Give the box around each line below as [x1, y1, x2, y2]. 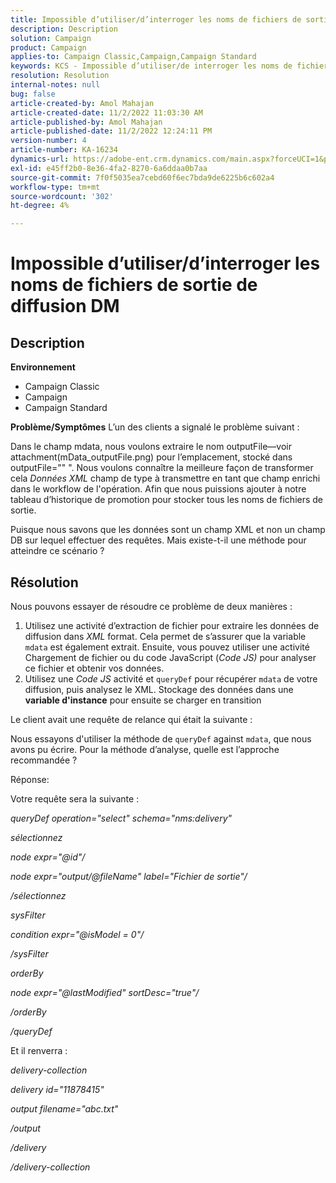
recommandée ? [10, 754, 78, 766]
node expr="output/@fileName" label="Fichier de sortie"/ [10, 870, 248, 882]
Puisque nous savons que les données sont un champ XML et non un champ [10, 524, 326, 536]
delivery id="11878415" [10, 1083, 105, 1095]
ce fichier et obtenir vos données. [24, 662, 165, 674]
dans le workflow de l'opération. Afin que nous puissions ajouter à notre [10, 483, 307, 495]
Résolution [10, 574, 79, 591]
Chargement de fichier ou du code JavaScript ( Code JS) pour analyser [24, 651, 317, 663]
